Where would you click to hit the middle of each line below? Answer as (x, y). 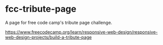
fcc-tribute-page (41, 9)
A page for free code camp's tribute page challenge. (59, 22)
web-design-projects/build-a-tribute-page (49, 37)
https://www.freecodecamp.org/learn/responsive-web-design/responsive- (81, 32)
